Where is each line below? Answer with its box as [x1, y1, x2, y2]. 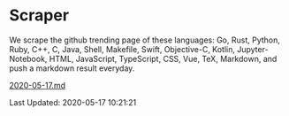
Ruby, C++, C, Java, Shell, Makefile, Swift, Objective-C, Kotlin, [9, 43, 236, 54]
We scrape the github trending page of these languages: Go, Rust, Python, [9, 35, 281, 45]
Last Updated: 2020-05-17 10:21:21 [9, 97, 137, 107]
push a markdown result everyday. [9, 63, 135, 73]
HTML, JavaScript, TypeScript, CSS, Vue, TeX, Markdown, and [49, 53, 278, 64]
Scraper [9, 5, 69, 26]
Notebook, [9, 53, 48, 64]
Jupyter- [237, 43, 269, 54]
